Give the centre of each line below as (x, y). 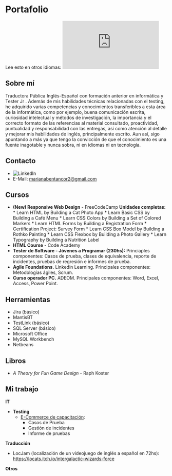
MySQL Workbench (33, 339)
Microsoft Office (30, 334)
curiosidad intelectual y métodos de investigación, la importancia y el (78, 117)
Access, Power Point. (35, 284)
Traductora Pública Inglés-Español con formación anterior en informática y (84, 95)
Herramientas (28, 299)
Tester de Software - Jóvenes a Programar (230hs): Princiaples (81, 251)
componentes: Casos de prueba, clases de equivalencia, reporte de (84, 256)
